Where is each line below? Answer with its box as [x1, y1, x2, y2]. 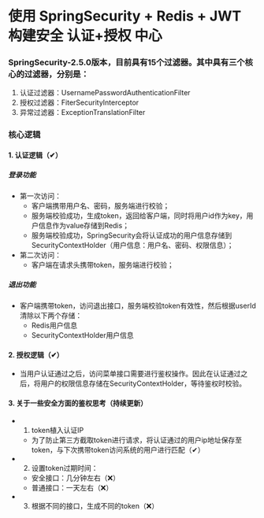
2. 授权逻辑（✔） [8, 350, 65, 359]
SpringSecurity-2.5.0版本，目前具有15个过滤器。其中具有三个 [8, 57, 246, 68]
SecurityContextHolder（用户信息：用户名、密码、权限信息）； [31, 240, 234, 250]
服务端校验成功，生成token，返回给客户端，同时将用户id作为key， [31, 210, 247, 220]
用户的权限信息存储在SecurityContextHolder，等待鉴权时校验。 [40, 379, 247, 388]
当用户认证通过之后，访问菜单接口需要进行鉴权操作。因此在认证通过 [19, 369, 241, 379]
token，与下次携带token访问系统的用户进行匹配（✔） [31, 446, 205, 455]
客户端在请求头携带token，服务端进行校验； [31, 260, 175, 269]
